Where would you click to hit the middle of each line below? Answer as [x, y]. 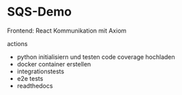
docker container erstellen [54, 64]
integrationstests [41, 71]
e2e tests [30, 78]
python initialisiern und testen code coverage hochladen [96, 57]
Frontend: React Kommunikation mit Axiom [67, 31]
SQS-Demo [40, 12]
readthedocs [35, 85]
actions [17, 43]
